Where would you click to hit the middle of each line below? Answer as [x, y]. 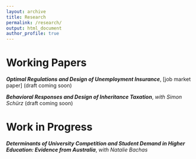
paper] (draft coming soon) [39, 86]
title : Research [26, 17]
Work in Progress [49, 127]
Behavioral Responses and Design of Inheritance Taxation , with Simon [94, 97]
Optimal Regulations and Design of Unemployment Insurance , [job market [99, 79]
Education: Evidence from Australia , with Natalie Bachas [77, 150]
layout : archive [26, 12]
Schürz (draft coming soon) [40, 103]
